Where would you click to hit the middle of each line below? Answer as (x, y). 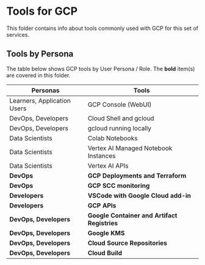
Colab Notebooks (113, 138)
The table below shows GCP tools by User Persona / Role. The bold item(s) (101, 69)
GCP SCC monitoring (119, 185)
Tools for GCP (42, 11)
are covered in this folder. (38, 75)
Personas (45, 90)
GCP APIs (102, 205)
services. (18, 34)
